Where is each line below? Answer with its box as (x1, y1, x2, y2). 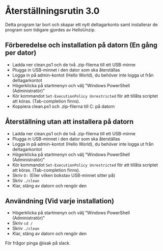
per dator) (5, 49, 37, 57)
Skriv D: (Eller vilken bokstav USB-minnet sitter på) (12, 172, 115, 178)
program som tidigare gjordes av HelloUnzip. (5, 26, 96, 32)
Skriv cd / (12, 220, 33, 226)
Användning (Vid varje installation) (5, 197, 114, 205)
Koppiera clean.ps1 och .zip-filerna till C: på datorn (12, 103, 115, 109)
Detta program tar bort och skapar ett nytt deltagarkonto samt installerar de (5, 22, 158, 27)
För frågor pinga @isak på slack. (5, 240, 71, 246)
